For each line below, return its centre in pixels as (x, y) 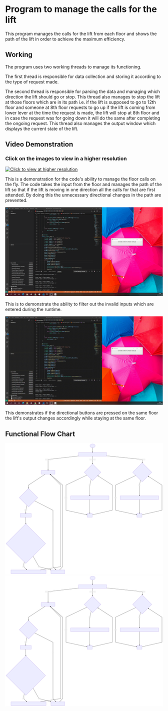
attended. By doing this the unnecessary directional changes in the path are (83, 195)
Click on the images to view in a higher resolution (66, 158)
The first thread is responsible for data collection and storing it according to (83, 76)
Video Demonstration (39, 144)
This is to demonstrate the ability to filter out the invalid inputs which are (79, 304)
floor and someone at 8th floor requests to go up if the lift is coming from (80, 107)
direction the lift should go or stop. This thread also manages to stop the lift (82, 96)
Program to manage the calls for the (81, 9)
